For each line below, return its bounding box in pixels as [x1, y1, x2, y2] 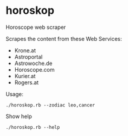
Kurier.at [14, 72, 36, 79]
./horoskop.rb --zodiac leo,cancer [5, 102, 95, 108]
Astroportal [14, 53, 43, 60]
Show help [5, 113, 33, 120]
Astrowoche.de [14, 60, 53, 67]
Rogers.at [14, 79, 39, 86]
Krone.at [14, 46, 36, 54]
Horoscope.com [14, 66, 55, 73]
